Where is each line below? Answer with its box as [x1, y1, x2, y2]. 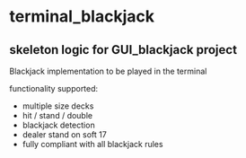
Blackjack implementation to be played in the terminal [9, 66, 207, 76]
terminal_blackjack [9, 6, 155, 27]
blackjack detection [22, 119, 96, 130]
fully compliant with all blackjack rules [22, 139, 163, 149]
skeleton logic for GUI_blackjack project [9, 42, 238, 57]
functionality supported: [9, 83, 99, 93]
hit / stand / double [22, 110, 92, 120]
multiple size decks [22, 101, 94, 111]
